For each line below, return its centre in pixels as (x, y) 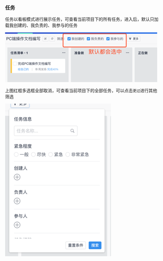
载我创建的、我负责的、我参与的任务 (41, 25)
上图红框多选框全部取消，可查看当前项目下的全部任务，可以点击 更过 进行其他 (81, 91)
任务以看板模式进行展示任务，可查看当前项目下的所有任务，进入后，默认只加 (82, 19)
